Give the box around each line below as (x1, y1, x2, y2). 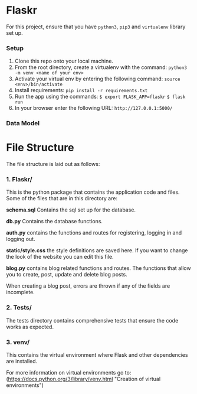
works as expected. (6, 323, 54, 330)
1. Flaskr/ (6, 175, 32, 184)
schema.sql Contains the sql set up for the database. (6, 206, 136, 213)
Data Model (6, 119, 40, 128)
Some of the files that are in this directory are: (6, 195, 118, 202)
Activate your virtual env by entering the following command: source (14, 75, 180, 83)
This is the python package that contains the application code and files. (6, 188, 180, 196)
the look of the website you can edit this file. (6, 253, 114, 261)
